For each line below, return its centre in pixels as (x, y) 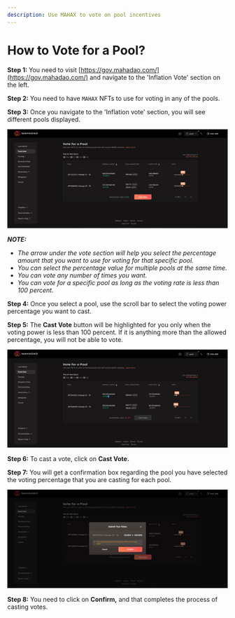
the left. (18, 85)
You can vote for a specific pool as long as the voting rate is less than (118, 283)
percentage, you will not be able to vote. (65, 340)
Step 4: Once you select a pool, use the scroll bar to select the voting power (117, 304)
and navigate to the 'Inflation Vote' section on (155, 77)
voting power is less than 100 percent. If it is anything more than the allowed (117, 332)
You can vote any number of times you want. (82, 275)
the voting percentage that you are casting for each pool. (90, 479)
